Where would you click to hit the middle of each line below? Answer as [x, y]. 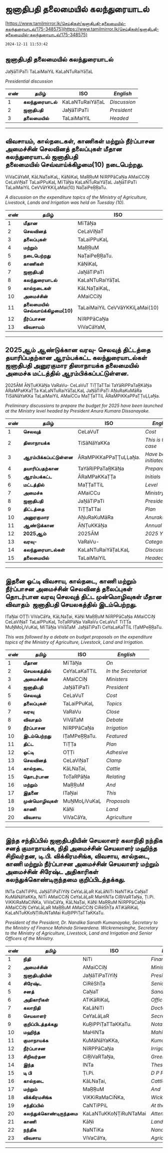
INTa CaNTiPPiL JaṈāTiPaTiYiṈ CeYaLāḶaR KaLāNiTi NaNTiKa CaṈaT [77, 891]
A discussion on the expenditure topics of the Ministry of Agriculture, [76, 197]
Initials [153, 477]
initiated [154, 460]
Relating [116, 777]
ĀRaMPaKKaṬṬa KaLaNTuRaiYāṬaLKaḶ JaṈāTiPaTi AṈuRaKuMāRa [73, 390]
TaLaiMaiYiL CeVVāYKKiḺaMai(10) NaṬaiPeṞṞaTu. [56, 187]
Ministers [117, 679]
